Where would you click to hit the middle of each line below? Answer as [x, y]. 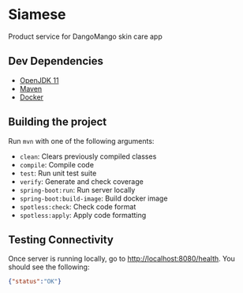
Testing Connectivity [61, 240]
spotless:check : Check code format [78, 206]
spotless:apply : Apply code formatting [83, 215]
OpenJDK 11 [39, 80]
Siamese [37, 15]
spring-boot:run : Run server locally [77, 190]
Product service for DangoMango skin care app [86, 36]
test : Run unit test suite [58, 173]
